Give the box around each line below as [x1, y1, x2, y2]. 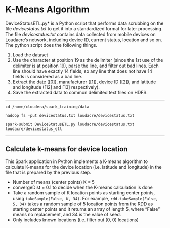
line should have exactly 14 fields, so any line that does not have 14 [12, 68, 153, 74]
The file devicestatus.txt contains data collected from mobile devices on [5, 31, 156, 37]
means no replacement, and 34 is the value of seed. [12, 211, 121, 217]
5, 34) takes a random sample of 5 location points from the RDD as [12, 201, 153, 207]
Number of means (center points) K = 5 [12, 179, 95, 185]
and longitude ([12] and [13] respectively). [12, 84, 100, 90]
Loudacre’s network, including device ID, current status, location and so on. [5, 37, 163, 43]
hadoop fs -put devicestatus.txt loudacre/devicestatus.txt [5, 113, 135, 118]
